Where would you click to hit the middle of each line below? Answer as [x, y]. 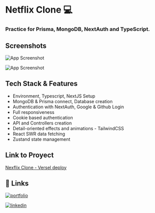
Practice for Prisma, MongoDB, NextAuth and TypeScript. [78, 29]
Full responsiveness [34, 112]
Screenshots [26, 45]
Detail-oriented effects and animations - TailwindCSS [68, 128]
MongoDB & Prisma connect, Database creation [63, 101]
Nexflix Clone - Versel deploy [36, 167]
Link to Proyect [30, 155]
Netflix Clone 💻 [39, 10]
